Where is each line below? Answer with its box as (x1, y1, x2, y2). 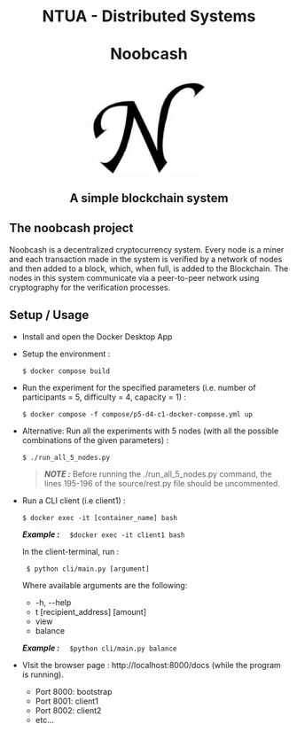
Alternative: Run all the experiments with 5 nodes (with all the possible (21, 425, 279, 436)
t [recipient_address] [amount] (35, 606, 147, 617)
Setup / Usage (9, 308, 90, 323)
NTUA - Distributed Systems (42, 6, 256, 27)
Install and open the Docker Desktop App (21, 331, 173, 342)
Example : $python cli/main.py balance (21, 642, 177, 653)
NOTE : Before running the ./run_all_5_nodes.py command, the (43, 468, 272, 479)
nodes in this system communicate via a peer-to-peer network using (9, 272, 260, 283)
